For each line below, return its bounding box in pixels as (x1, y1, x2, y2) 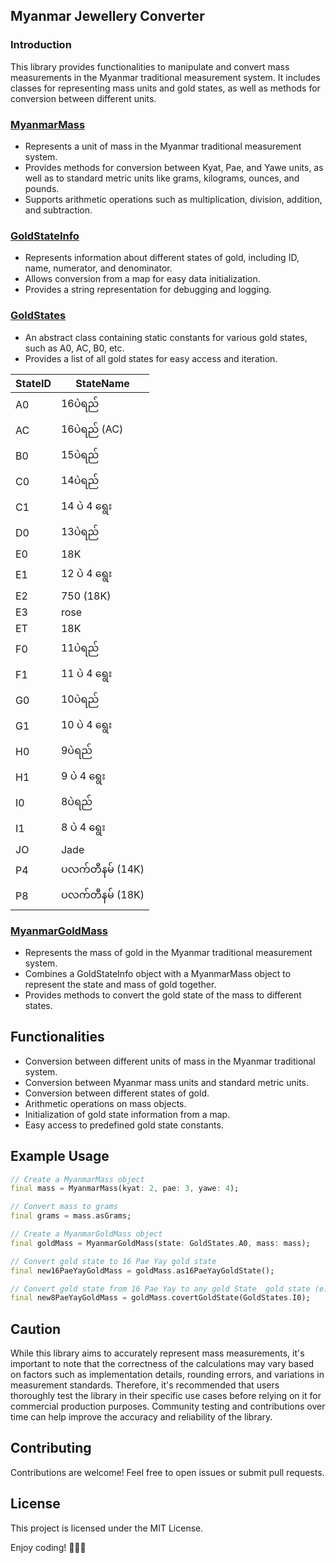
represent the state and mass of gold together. (24, 978, 217, 990)
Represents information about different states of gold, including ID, (24, 252, 300, 264)
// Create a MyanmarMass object (10, 1174, 145, 1184)
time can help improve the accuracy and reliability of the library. (10, 1411, 273, 1423)
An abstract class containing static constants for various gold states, (24, 331, 308, 343)
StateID (15, 376, 52, 390)
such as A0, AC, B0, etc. (24, 342, 125, 354)
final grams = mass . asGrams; (10, 1211, 132, 1221)
